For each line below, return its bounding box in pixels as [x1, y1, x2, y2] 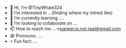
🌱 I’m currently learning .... [9, 15, 64, 21]
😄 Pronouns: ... [9, 33, 42, 39]
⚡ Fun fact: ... [9, 38, 37, 44]
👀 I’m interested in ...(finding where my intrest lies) [9, 10, 113, 16]
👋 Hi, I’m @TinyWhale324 [9, 5, 63, 10]
